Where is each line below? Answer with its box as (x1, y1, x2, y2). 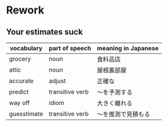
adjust (49, 77, 66, 85)
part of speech (49, 45, 91, 52)
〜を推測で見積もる (97, 110, 150, 118)
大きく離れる (97, 99, 133, 107)
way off (9, 99, 30, 107)
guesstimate (9, 110, 44, 118)
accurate (9, 77, 34, 85)
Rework (6, 4, 45, 17)
